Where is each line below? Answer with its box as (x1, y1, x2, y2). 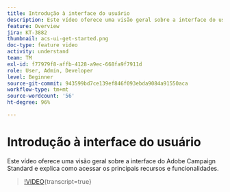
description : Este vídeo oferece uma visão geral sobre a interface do (7, 16, 216, 23)
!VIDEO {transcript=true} (23, 177, 92, 185)
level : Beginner (7, 73, 53, 81)
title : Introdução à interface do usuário (7, 10, 130, 17)
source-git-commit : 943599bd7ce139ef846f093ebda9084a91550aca (7, 80, 188, 87)
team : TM (7, 55, 32, 61)
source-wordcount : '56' (7, 93, 75, 100)
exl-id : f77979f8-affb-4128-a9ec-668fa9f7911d (7, 61, 142, 68)
